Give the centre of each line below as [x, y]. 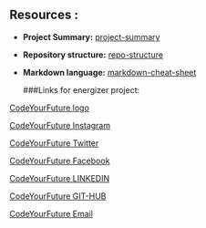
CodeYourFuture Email [51, 213]
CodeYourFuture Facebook [60, 161]
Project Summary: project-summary [91, 36]
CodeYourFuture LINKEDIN [60, 178]
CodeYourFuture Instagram [60, 125]
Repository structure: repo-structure [93, 55]
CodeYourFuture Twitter [54, 143]
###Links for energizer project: [81, 89]
